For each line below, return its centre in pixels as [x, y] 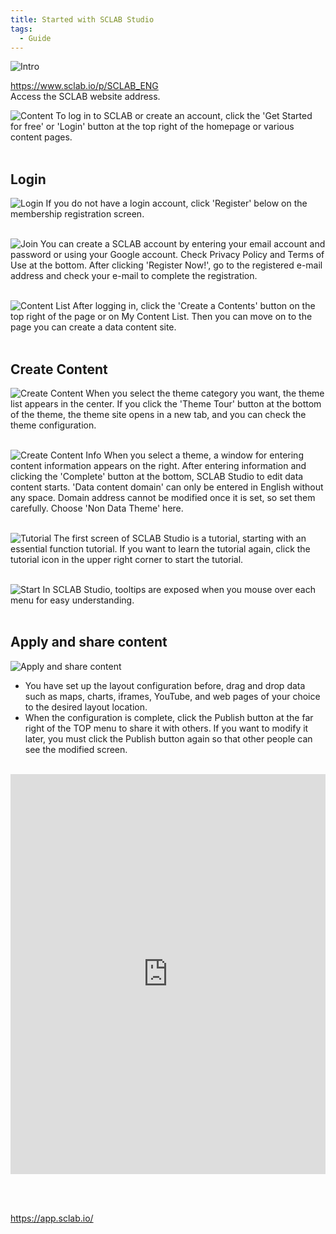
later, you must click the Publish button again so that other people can [168, 738]
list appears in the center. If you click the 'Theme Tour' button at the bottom [166, 404]
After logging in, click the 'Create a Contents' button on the [194, 306]
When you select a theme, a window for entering [203, 455]
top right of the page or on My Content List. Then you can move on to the [161, 317]
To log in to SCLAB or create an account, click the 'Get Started [184, 116]
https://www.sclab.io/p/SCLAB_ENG [84, 86]
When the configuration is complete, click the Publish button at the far [169, 717]
